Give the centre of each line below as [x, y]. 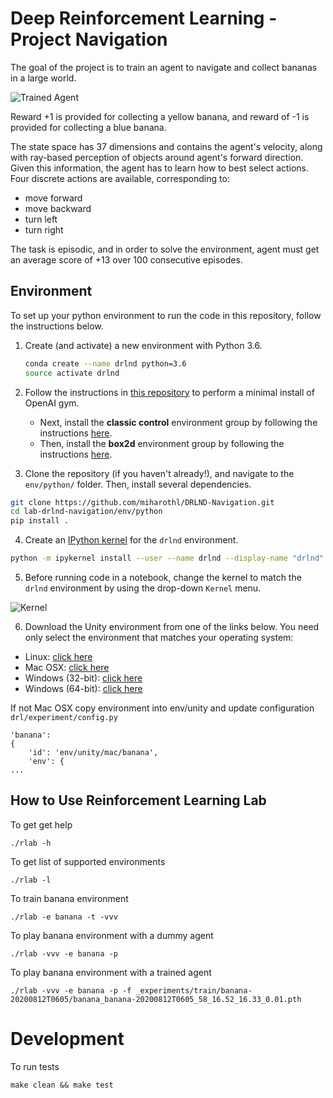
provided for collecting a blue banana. [88, 127]
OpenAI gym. [52, 403]
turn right [44, 229]
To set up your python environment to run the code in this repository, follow [166, 315]
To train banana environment [69, 898]
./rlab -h [31, 843]
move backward [58, 208]
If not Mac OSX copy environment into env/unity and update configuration [162, 708]
